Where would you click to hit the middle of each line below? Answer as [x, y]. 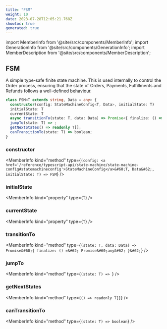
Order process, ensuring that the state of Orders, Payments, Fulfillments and [83, 85]
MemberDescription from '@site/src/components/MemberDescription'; [78, 53]
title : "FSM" [19, 10]
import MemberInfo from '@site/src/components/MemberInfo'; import [77, 42]
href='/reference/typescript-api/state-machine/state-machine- [72, 165]
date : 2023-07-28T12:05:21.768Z [39, 19]
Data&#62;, [143, 169]
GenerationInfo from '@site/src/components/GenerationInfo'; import [75, 48]
